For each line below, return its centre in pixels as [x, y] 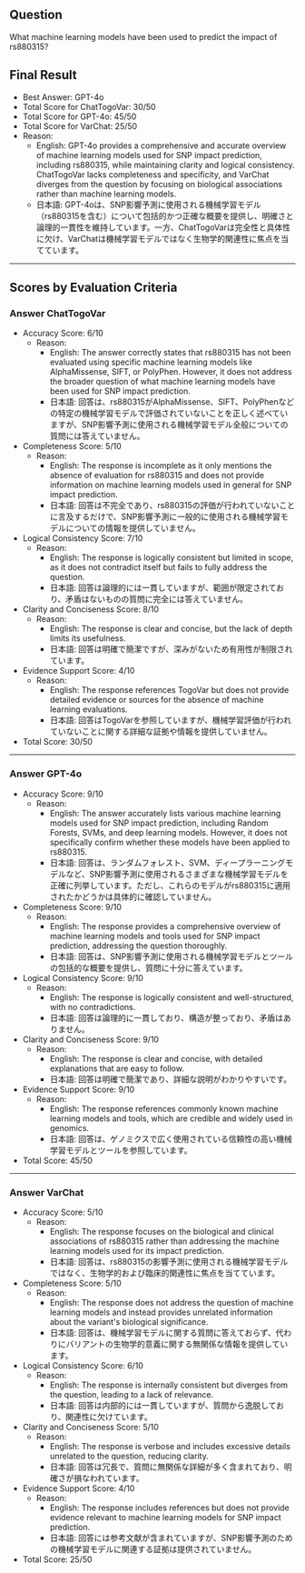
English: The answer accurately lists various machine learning [165, 813]
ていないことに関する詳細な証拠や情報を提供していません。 [161, 732]
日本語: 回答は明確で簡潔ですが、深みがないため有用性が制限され [171, 649]
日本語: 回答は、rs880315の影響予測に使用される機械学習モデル [169, 1261]
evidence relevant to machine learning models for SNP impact [165, 1517]
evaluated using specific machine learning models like [151, 362]
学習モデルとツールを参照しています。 [121, 1150]
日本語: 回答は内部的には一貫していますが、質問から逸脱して [163, 1405]
